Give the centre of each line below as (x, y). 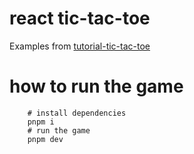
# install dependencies (77, 113)
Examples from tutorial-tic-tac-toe (80, 46)
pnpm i (41, 122)
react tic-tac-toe (80, 18)
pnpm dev (45, 139)
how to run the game (96, 86)
